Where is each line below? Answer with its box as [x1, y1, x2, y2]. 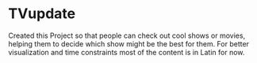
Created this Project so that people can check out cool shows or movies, [8, 31, 246, 40]
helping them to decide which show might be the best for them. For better [8, 39, 250, 48]
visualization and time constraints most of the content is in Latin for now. [8, 47, 245, 57]
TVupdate [8, 5, 76, 23]
